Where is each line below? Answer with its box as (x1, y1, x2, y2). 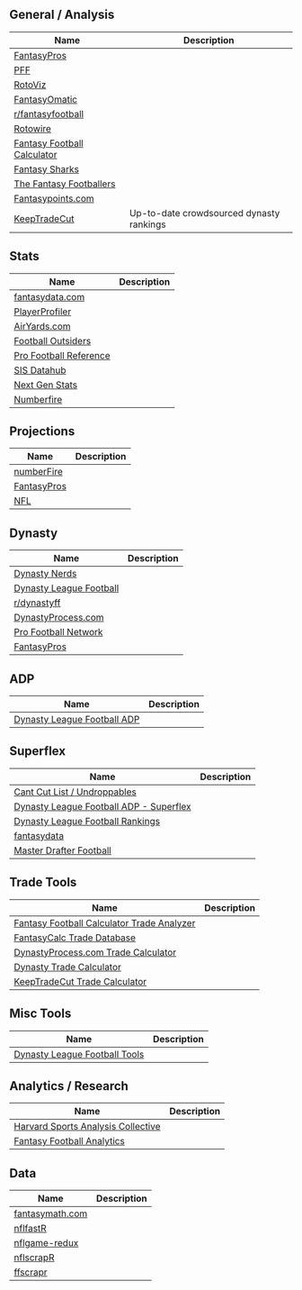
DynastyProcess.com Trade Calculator (13, 946, 177, 958)
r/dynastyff (13, 596, 61, 609)
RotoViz (13, 78, 47, 91)
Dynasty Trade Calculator (13, 960, 121, 973)
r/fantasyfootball (13, 107, 84, 120)
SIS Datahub (13, 364, 67, 377)
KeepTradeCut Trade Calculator (13, 975, 147, 987)
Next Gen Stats (13, 378, 78, 391)
